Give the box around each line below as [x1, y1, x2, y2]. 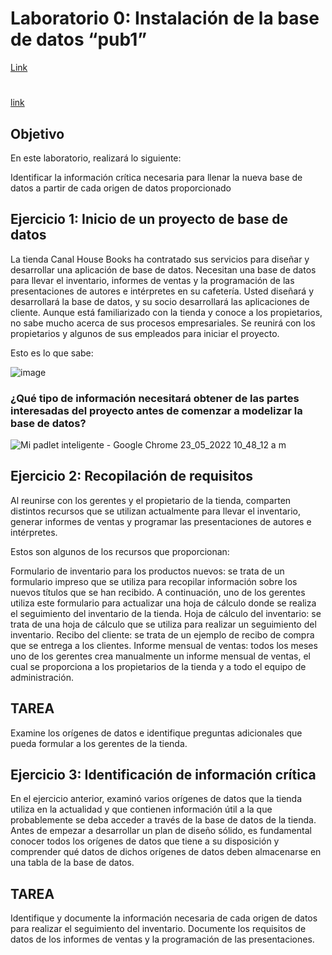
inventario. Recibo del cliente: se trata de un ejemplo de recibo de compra [10, 628, 315, 641]
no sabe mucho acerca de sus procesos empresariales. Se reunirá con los [10, 317, 316, 329]
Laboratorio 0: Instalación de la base [10, 7, 320, 30]
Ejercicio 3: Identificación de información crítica [10, 767, 317, 784]
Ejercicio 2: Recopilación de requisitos [10, 468, 254, 485]
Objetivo [10, 125, 65, 142]
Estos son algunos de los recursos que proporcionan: [10, 545, 230, 557]
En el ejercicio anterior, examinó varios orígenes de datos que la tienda [10, 793, 303, 805]
